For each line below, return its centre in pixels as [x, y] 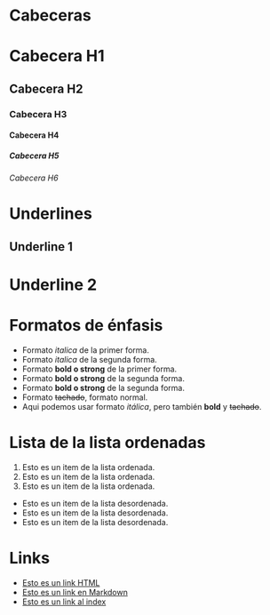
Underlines [51, 214]
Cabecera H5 [34, 156]
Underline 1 [41, 247]
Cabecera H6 [34, 178]
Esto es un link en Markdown [75, 592]
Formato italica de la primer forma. [85, 350]
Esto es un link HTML [61, 582]
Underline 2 [53, 285]
